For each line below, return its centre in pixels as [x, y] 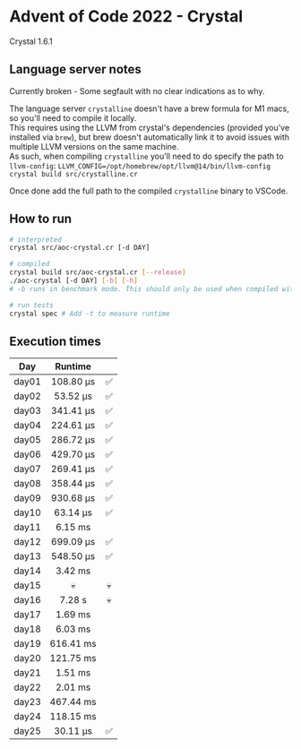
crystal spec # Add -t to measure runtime [90, 314]
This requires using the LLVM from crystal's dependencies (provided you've [150, 127]
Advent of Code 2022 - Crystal [126, 17]
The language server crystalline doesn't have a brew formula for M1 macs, [149, 108]
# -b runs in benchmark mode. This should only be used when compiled [144, 288]
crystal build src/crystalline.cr [74, 174]
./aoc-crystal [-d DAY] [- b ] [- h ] [74, 281]
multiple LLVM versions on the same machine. [94, 146]
